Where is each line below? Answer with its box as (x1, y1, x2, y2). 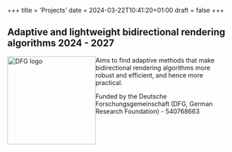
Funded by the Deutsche (95, 91, 167, 101)
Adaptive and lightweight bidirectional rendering (7, 26, 226, 38)
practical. (95, 78, 123, 87)
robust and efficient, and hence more (95, 70, 203, 80)
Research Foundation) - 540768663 (95, 107, 200, 115)
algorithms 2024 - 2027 (7, 37, 115, 49)
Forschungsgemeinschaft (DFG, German (95, 99, 213, 108)
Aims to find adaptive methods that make (95, 56, 215, 64)
